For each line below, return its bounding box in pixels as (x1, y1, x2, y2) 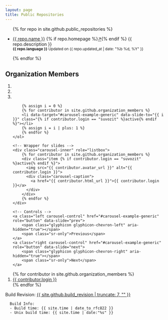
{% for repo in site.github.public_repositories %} (12, 26, 113, 32)
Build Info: (10, 301, 35, 306)
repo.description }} (12, 41, 52, 47)
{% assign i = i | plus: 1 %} (22, 125, 85, 131)
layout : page (5, 7, 33, 13)
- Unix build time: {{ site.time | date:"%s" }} (10, 310, 114, 315)
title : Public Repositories (5, 12, 64, 17)
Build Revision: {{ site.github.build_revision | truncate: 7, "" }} (5, 292, 131, 298)
